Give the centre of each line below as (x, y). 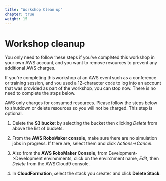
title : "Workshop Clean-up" (34, 10)
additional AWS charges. (30, 68)
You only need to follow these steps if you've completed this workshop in (80, 57)
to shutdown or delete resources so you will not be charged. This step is (79, 108)
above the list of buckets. (38, 129)
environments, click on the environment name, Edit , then (101, 158)
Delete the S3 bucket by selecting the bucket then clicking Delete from (85, 123)
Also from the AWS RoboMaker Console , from (60, 153)
